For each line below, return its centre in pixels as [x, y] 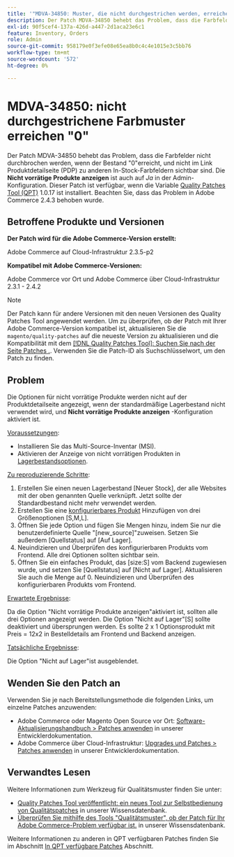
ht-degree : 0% [28, 66]
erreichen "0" [48, 136]
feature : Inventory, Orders [48, 33]
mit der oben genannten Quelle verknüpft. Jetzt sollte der [100, 496]
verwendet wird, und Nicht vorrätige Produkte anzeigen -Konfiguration [110, 412]
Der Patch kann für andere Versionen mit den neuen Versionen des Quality [114, 314]
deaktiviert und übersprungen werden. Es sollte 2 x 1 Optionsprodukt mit [111, 627]
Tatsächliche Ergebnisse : [43, 647]
